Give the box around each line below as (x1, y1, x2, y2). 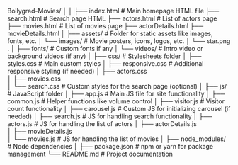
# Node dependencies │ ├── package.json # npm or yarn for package (7, 142, 214, 150)
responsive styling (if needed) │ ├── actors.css (7, 67, 147, 75)
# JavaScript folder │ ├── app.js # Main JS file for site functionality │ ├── (7, 89, 225, 98)
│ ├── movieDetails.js (7, 127, 72, 135)
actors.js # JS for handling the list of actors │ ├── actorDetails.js (7, 120, 197, 127)
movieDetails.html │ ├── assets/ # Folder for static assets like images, (7, 29, 214, 38)
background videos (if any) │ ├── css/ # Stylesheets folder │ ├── (7, 52, 202, 60)
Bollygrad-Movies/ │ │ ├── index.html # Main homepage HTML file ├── (7, 7, 220, 15)
